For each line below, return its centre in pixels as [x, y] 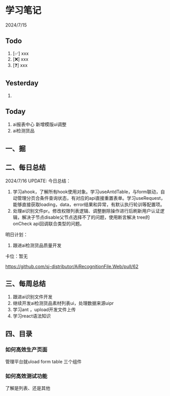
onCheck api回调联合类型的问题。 [48, 223]
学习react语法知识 [32, 316]
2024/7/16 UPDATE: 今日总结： [38, 181]
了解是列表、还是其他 [28, 388]
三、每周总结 [26, 283]
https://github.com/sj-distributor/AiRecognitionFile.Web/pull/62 [72, 266]
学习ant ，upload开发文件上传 [44, 310]
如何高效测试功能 [26, 376]
